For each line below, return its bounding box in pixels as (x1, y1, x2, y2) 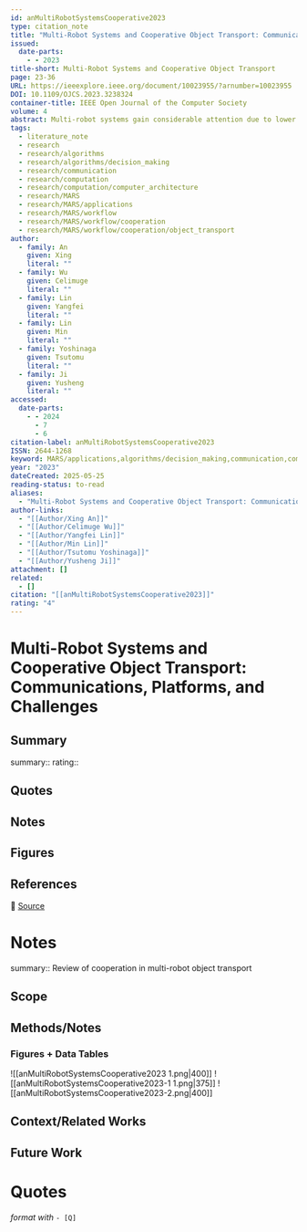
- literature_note (18, 132, 89, 141)
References (10, 876, 77, 892)
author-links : (10, 506, 65, 515)
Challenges (10, 696, 98, 717)
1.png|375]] (172, 1078, 217, 1089)
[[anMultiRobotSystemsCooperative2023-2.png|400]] (10, 1088, 213, 1098)
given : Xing (26, 251, 72, 260)
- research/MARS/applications (18, 200, 133, 210)
